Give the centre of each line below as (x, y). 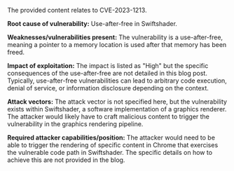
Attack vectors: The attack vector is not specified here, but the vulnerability (117, 102)
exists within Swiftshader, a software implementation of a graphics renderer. (117, 109)
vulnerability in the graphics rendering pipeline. (75, 124)
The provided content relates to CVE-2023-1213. (77, 10)
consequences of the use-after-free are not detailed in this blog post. (108, 73)
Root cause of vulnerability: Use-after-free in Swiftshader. (92, 23)
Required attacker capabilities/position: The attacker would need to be (111, 137)
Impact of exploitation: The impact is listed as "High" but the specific (108, 66)
